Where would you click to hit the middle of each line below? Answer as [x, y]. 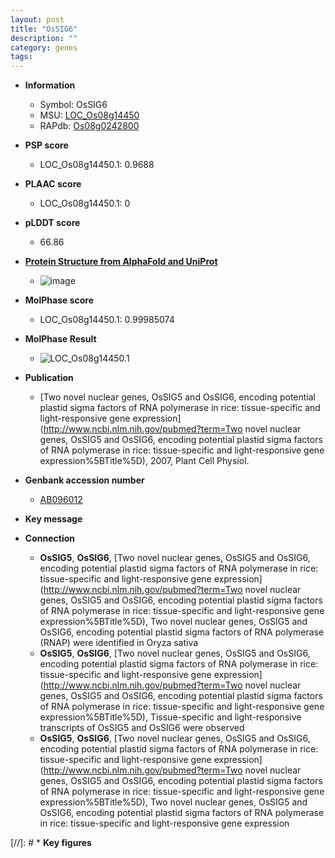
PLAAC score [53, 184]
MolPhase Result [60, 339]
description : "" [44, 38]
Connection [49, 538]
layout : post [37, 19]
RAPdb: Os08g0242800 [89, 126]
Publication [49, 378]
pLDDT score [52, 223]
